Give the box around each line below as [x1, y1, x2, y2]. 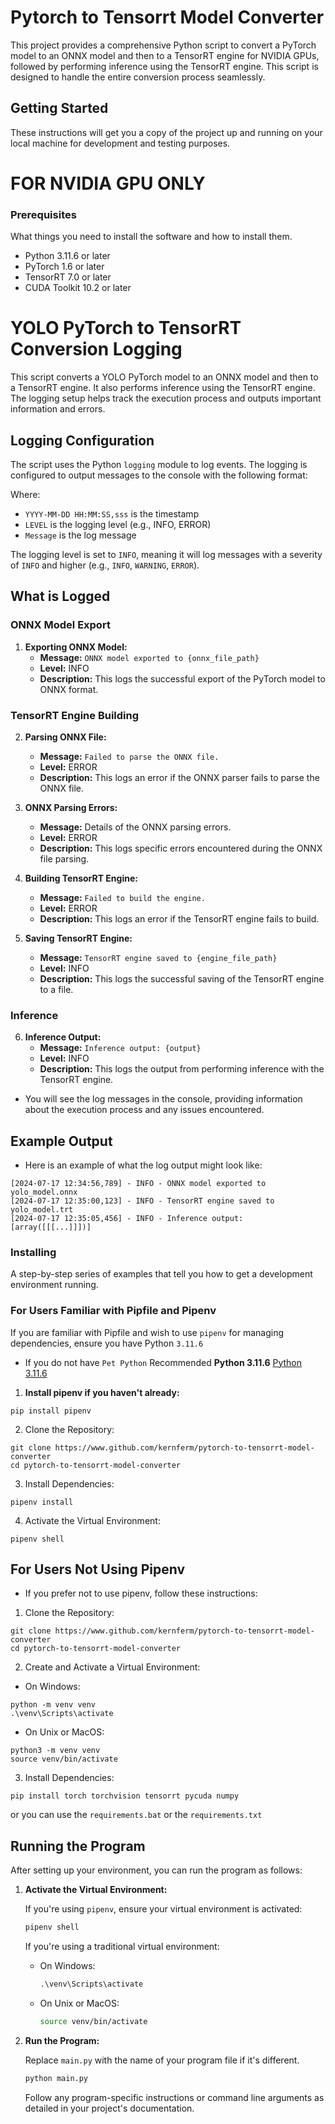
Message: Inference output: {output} [39, 1042, 202, 1054]
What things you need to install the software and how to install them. [10, 231, 293, 243]
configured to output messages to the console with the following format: [10, 469, 308, 481]
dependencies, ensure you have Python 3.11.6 [10, 1337, 204, 1349]
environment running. [10, 1279, 99, 1291]
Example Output [10, 1132, 113, 1150]
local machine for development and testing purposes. [10, 137, 231, 149]
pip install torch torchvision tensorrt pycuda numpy [10, 1791, 240, 1801]
